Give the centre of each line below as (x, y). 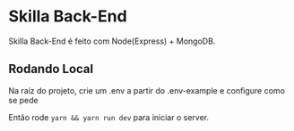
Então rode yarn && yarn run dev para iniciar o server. (109, 117)
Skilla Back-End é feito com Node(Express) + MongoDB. (112, 41)
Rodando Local (51, 69)
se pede (23, 100)
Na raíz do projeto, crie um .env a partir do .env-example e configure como (147, 90)
